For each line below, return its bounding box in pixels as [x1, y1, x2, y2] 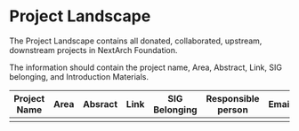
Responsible [206, 92, 260, 104]
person [217, 104, 249, 116]
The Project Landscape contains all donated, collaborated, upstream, [9, 35, 263, 46]
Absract [83, 97, 118, 110]
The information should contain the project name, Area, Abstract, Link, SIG [9, 62, 283, 73]
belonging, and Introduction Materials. [9, 71, 149, 81]
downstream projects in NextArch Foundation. [9, 44, 178, 55]
